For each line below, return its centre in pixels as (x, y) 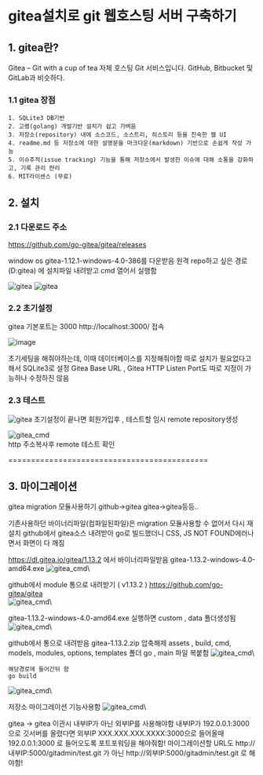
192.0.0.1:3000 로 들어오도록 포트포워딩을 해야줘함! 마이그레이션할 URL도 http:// (132, 744)
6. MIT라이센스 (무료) (40, 177)
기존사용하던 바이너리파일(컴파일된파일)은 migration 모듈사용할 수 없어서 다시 (127, 524)
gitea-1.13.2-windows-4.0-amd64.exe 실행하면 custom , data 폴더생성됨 (122, 618)
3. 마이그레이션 (43, 486)
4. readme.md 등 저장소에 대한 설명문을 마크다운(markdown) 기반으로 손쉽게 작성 (126, 143)
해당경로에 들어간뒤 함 (38, 669)
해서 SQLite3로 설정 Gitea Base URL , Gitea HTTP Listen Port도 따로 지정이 (126, 368)
